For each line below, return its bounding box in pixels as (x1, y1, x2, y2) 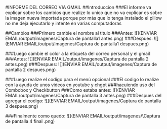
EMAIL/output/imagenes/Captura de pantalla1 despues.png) (24, 41, 149, 47)
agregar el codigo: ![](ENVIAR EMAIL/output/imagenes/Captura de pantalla (5, 98, 161, 104)
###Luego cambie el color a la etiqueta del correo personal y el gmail (5, 50, 150, 56)
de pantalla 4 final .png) (5, 118, 55, 124)
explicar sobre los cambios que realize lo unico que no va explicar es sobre (5, 10, 162, 16)
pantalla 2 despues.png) (5, 67, 56, 73)
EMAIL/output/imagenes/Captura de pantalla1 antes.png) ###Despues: (5, 35, 153, 41)
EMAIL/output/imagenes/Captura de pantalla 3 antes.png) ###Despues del (5, 93, 162, 98)
